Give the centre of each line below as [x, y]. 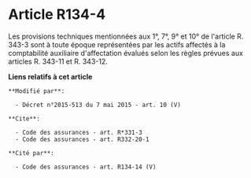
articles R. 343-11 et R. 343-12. [58, 61]
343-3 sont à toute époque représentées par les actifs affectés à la [117, 44]
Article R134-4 [57, 15]
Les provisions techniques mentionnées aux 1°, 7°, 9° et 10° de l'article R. [126, 36]
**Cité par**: [31, 153]
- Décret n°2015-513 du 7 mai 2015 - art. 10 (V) [98, 105]
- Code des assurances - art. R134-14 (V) [86, 167]
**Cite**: [24, 119]
